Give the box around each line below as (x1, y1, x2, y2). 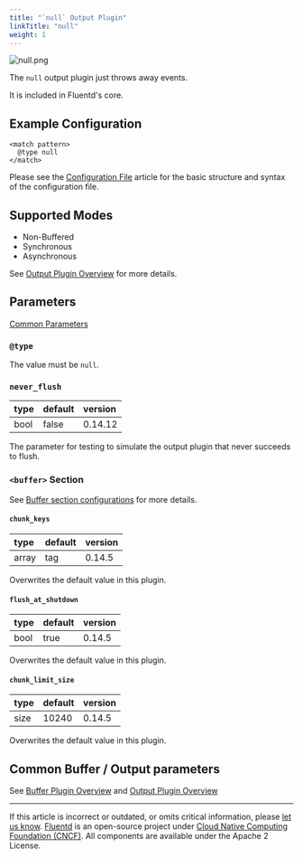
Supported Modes (9, 207, 114, 222)
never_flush (9, 382, 62, 392)
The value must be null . (9, 359, 99, 371)
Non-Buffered (22, 231, 75, 242)
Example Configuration (9, 116, 142, 131)
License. (9, 840, 41, 851)
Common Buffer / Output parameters (9, 761, 221, 777)
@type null (17, 148, 59, 157)
